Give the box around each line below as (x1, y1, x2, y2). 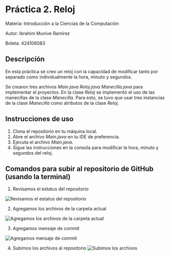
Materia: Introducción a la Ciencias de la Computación (5, 20, 119, 26)
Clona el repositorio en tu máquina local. (12, 128, 98, 134)
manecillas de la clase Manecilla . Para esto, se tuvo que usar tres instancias (5, 94, 165, 100)
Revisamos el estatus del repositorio (12, 186, 89, 192)
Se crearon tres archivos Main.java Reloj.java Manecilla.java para (5, 83, 143, 90)
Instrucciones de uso (5, 115, 74, 123)
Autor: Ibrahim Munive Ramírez (5, 30, 70, 36)
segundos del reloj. (12, 150, 53, 156)
